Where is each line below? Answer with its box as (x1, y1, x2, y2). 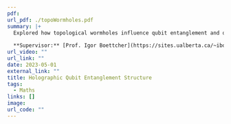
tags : (7, 81, 23, 87)
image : (7, 100, 26, 107)
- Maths (13, 87, 36, 94)
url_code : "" (7, 106, 45, 113)
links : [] (7, 94, 36, 101)
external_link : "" (7, 68, 60, 74)
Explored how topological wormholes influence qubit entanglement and (13, 29, 220, 37)
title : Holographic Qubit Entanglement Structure (7, 74, 153, 81)
